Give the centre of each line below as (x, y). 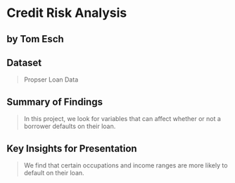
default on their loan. (54, 173)
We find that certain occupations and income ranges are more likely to (126, 165)
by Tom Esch (35, 39)
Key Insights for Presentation (72, 148)
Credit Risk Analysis (67, 13)
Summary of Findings (55, 102)
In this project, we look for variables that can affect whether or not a (122, 119)
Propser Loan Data (51, 80)
